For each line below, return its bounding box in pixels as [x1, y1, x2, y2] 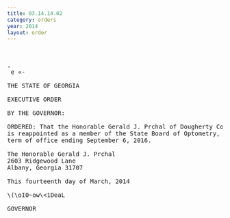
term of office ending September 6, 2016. [7, 137, 152, 144]
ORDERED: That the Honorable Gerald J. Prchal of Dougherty [7, 123, 214, 131]
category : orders [7, 16, 57, 23]
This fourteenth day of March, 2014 [7, 178, 130, 185]
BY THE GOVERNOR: [7, 109, 65, 117]
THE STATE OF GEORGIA [7, 82, 80, 90]
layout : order [7, 29, 48, 36]
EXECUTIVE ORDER [7, 96, 62, 103]
